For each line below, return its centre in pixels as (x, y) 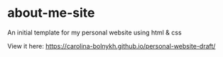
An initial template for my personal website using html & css (95, 32)
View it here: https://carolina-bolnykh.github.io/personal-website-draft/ (111, 46)
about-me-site (51, 13)
